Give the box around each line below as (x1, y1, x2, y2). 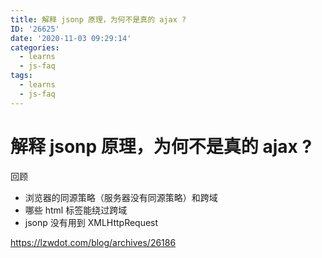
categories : (10, 42, 60, 53)
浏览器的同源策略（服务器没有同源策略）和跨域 (24, 191, 218, 203)
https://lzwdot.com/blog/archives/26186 (10, 236, 177, 248)
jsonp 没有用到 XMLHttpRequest (24, 216, 159, 228)
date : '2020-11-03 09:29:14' (10, 33, 132, 43)
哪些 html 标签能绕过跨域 (24, 204, 128, 216)
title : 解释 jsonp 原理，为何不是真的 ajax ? (10, 14, 187, 25)
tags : (10, 71, 33, 81)
